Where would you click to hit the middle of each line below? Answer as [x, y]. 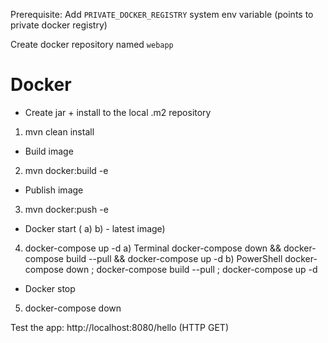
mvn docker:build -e [66, 170]
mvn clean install [59, 131]
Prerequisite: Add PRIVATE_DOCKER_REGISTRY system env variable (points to [162, 14]
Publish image [54, 190]
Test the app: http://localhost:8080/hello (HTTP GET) [119, 327]
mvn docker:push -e [66, 209]
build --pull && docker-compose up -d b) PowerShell [174, 258]
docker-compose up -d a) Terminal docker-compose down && [153, 248]
